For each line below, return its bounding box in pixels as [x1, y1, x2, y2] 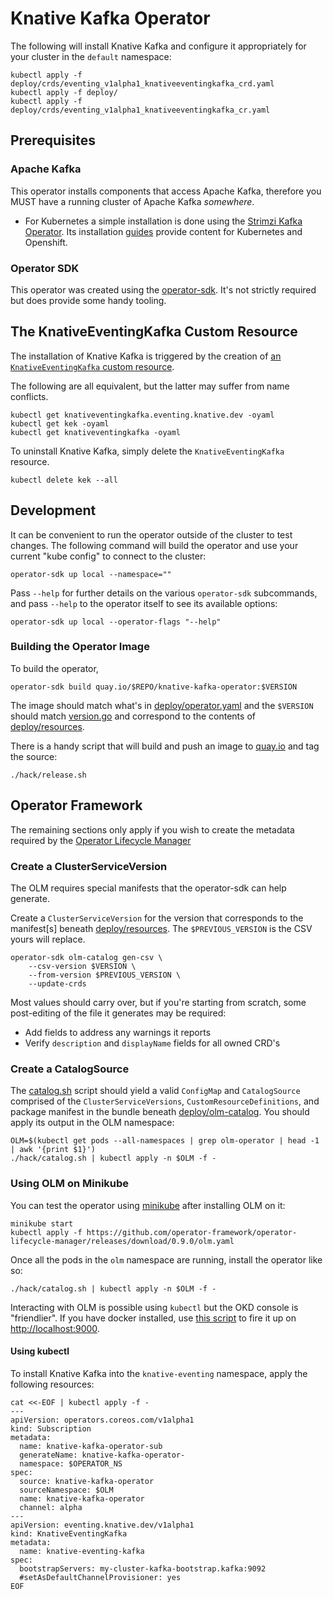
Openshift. [24, 236, 68, 248]
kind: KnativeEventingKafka [10, 1528, 128, 1539]
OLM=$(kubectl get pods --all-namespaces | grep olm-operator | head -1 [10, 1136, 320, 1146]
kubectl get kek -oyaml [10, 418, 110, 429]
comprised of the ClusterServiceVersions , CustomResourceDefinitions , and [10, 1095, 320, 1107]
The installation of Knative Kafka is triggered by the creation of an [10, 350, 282, 362]
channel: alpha [19, 1502, 83, 1512]
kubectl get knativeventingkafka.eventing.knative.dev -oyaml [10, 410, 275, 420]
